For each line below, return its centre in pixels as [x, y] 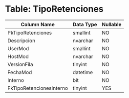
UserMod [18, 48]
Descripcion [21, 40]
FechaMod [20, 72]
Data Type [85, 24]
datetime [83, 72]
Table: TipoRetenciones [54, 9]
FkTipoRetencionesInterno [38, 88]
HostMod [18, 56]
